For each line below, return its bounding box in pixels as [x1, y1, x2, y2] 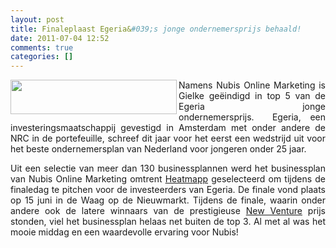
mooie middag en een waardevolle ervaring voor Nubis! [10, 226, 239, 238]
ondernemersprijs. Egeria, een [178, 111, 326, 123]
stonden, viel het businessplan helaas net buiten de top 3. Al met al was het [10, 216, 326, 228]
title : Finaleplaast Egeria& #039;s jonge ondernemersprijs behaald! [10, 24, 302, 34]
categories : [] [10, 52, 74, 62]
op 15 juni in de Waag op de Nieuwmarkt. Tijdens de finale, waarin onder [10, 194, 326, 206]
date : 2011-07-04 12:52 [10, 33, 110, 43]
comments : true [10, 42, 74, 53]
